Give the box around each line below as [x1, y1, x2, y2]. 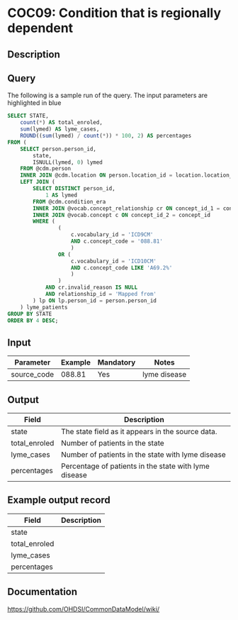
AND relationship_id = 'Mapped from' [45, 291, 157, 298]
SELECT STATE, [7, 112, 50, 120]
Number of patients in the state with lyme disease [61, 450, 227, 460]
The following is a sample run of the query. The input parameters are [7, 91, 208, 100]
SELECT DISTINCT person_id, [33, 185, 115, 192]
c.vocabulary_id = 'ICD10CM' [70, 258, 157, 265]
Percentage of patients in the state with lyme [61, 461, 210, 471]
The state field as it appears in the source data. [61, 427, 217, 437]
